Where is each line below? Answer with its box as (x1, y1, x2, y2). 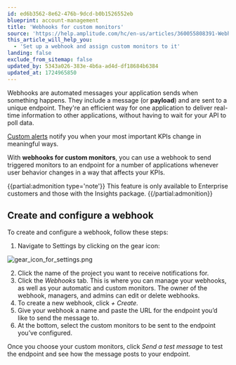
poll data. (7, 118, 34, 127)
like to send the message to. (17, 314, 100, 322)
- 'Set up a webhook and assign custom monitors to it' (13, 43, 181, 50)
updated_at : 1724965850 (7, 69, 77, 76)
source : (7, 30, 30, 37)
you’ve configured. (17, 328, 72, 338)
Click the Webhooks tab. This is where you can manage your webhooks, (17, 276, 227, 285)
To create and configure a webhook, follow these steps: (7, 228, 169, 236)
